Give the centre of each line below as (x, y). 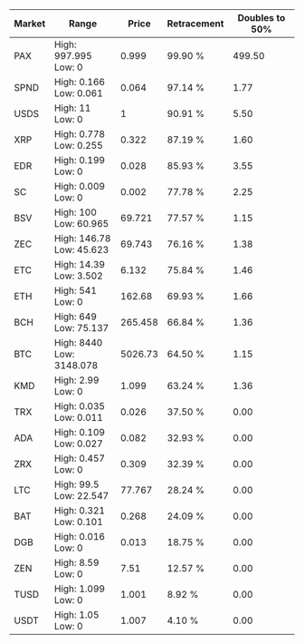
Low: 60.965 (81, 224)
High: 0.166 (80, 82)
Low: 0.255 (79, 146)
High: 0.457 (80, 459)
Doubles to (261, 18)
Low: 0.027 (79, 444)
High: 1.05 (76, 615)
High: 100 (76, 212)
